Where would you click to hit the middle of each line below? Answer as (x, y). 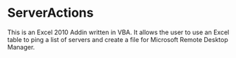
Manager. (21, 47)
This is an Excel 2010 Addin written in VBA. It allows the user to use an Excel (118, 32)
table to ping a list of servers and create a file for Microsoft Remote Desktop (118, 39)
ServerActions (51, 13)
